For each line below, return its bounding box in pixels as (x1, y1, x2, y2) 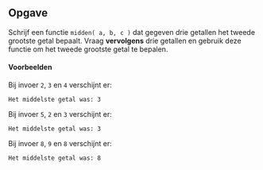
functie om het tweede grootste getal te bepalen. (8, 44, 168, 54)
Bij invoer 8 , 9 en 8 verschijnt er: (8, 139, 113, 149)
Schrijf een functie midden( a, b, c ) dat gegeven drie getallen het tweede (8, 27, 256, 37)
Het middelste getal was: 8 (8, 154, 102, 162)
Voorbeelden (8, 63, 52, 72)
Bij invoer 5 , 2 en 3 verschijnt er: (8, 110, 113, 119)
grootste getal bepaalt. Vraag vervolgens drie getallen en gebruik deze (8, 36, 242, 45)
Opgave (8, 6, 48, 20)
